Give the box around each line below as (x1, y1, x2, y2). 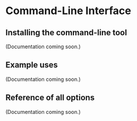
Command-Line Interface (5, 4, 132, 18)
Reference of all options (5, 93, 95, 103)
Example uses (5, 60, 58, 70)
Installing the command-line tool (5, 28, 128, 38)
